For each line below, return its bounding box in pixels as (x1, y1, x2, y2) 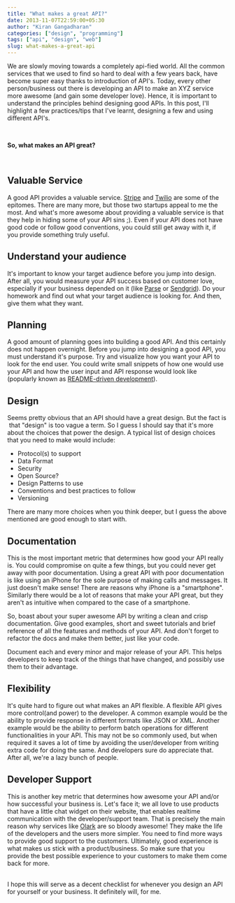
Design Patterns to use (17, 479, 84, 488)
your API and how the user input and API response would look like (7, 368, 197, 376)
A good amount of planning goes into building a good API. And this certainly (7, 338, 226, 346)
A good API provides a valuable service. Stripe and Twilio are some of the (7, 193, 219, 201)
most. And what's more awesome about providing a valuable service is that (7, 208, 224, 217)
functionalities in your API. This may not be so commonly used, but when (7, 731, 218, 739)
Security (17, 464, 42, 472)
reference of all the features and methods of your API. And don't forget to (7, 627, 219, 635)
